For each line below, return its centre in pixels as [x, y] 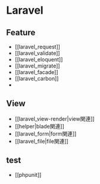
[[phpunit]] [28, 174]
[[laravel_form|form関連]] [46, 134]
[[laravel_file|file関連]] [41, 141]
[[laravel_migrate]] [37, 66]
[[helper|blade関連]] [39, 126]
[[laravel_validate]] [37, 53]
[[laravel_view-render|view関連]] [54, 119]
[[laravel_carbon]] [37, 79]
